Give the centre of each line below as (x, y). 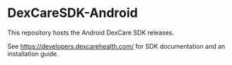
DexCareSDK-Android (72, 13)
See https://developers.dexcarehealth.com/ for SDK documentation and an (116, 46)
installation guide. (33, 54)
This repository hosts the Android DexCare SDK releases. (91, 32)
